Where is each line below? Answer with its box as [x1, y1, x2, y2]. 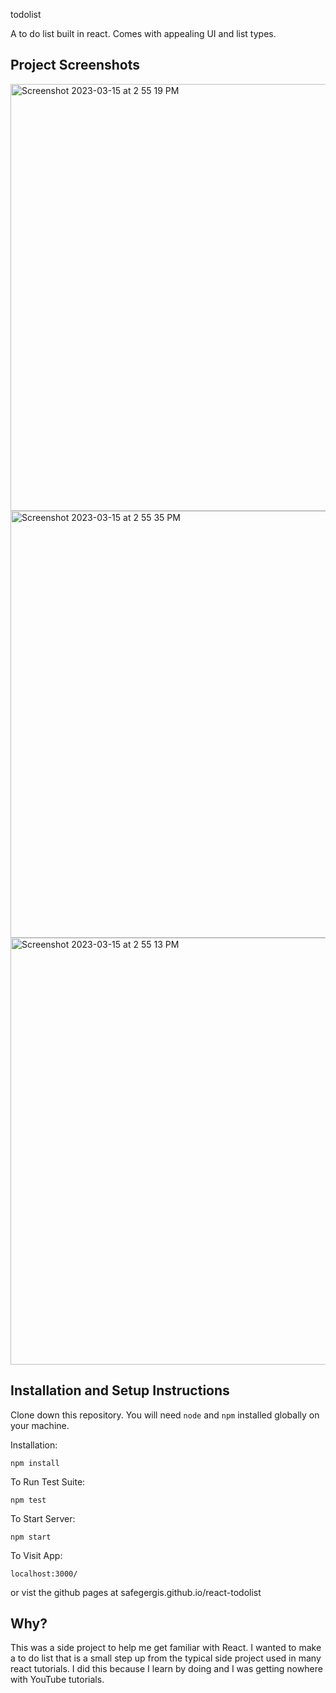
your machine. [10, 1419, 70, 1431]
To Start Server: [10, 1512, 76, 1524]
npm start [10, 1532, 52, 1542]
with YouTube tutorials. [10, 1674, 105, 1686]
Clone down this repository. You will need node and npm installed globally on [10, 1409, 320, 1421]
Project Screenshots [10, 57, 140, 74]
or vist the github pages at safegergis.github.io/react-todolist [10, 1586, 262, 1598]
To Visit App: [10, 1549, 63, 1561]
